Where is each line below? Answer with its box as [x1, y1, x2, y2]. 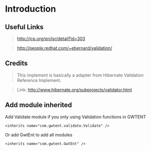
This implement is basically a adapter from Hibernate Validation [17, 72, 144, 78]
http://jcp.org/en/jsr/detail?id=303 [17, 36, 85, 41]
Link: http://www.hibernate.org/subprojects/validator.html [17, 87, 132, 93]
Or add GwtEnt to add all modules [5, 132, 73, 137]
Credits [5, 59, 28, 68]
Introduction [5, 3, 56, 15]
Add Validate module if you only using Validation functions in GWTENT [5, 113, 146, 120]
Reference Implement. [17, 77, 62, 83]
